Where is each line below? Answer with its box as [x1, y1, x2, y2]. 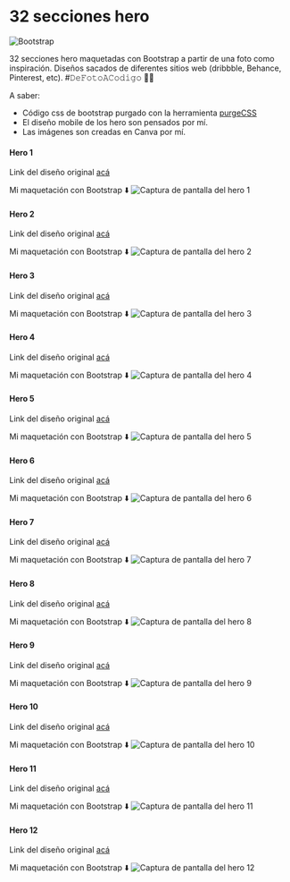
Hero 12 [9, 825, 38, 835]
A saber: [9, 89, 40, 100]
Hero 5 [9, 394, 35, 404]
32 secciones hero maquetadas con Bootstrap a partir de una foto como [9, 53, 275, 64]
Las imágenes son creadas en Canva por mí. [21, 126, 186, 137]
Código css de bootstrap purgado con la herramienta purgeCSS [21, 107, 257, 118]
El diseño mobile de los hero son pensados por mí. [21, 116, 208, 127]
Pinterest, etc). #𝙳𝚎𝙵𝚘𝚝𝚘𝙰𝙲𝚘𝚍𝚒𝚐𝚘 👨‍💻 [9, 72, 154, 82]
